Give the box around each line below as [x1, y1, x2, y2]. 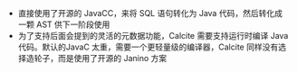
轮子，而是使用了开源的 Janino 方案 [34, 53, 168, 63]
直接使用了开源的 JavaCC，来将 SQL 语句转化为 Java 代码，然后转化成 [17, 8, 283, 18]
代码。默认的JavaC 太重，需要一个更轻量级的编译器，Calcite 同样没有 [17, 41, 279, 52]
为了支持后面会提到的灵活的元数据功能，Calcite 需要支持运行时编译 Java [17, 31, 289, 40]
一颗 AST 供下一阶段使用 [17, 19, 110, 30]
